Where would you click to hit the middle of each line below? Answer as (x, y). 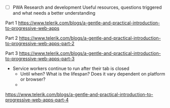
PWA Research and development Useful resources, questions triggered (87, 7)
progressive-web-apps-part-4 (37, 100)
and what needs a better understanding (54, 13)
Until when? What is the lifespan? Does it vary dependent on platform (93, 74)
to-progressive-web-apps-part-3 (40, 59)
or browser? (33, 79)
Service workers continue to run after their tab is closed (71, 68)
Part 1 (11, 23)
